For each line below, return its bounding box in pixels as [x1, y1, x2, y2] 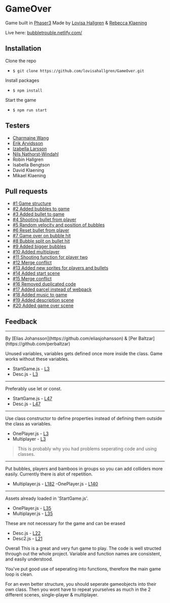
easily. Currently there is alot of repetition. [5, 471, 93, 477]
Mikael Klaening [12, 173, 47, 179]
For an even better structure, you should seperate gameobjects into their [5, 581, 157, 587]
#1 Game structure [12, 200, 52, 206]
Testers [5, 121, 30, 130]
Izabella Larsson [12, 145, 47, 152]
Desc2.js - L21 [12, 536, 43, 542]
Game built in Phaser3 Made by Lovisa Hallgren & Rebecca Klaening [5, 20, 147, 26]
